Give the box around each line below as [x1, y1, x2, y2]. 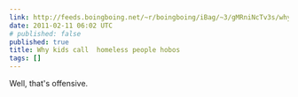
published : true [9, 37, 69, 47]
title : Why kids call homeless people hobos [9, 46, 180, 55]
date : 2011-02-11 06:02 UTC [9, 21, 114, 30]
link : [9, 12, 29, 22]
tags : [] [9, 54, 42, 63]
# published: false [9, 29, 82, 38]
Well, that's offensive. [9, 78, 89, 88]
